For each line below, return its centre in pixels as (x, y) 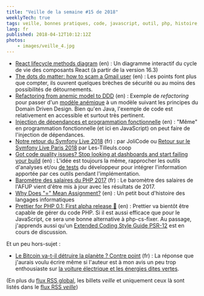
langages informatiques (45, 200)
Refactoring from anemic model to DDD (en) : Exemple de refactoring (102, 96)
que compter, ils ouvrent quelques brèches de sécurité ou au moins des (105, 82)
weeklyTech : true (28, 18)
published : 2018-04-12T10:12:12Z (49, 35)
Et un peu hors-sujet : (33, 244)
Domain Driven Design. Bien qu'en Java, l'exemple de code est (94, 109)
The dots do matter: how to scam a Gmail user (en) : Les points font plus (106, 76)
